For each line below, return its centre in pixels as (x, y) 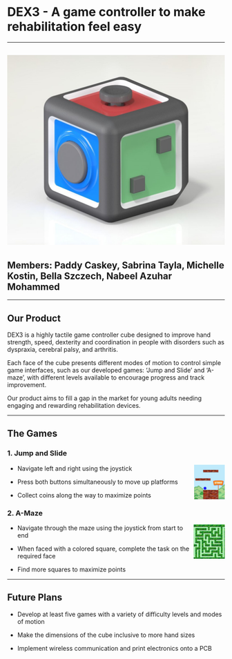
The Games (32, 434)
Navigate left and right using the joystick (75, 468)
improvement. (27, 384)
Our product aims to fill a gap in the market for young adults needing (105, 398)
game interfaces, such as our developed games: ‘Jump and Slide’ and (106, 370)
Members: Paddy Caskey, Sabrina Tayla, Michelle (116, 265)
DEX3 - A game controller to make (106, 12)
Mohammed (33, 287)
